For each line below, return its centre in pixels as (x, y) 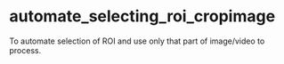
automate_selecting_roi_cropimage (142, 16)
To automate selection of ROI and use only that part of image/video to (137, 41)
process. (25, 50)
